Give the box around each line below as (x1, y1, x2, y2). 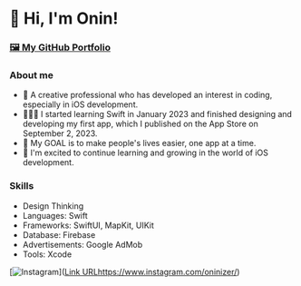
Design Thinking (22, 200, 84, 212)
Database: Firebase (22, 229, 96, 240)
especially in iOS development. (22, 99, 139, 110)
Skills (9, 180, 34, 192)
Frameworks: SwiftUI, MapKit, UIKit (22, 220, 154, 231)
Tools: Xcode (22, 249, 73, 260)
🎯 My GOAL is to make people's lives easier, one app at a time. (22, 138, 257, 149)
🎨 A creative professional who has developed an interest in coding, (22, 90, 273, 101)
